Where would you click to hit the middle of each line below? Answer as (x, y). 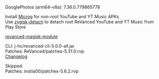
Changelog (16, 56)
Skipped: (14, 66)
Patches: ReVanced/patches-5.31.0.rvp (45, 51)
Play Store (16, 27)
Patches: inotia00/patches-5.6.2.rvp (42, 71)
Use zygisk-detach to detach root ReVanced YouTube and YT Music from (79, 22)
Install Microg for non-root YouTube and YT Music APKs (62, 16)
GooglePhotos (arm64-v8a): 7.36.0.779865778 (53, 7)
